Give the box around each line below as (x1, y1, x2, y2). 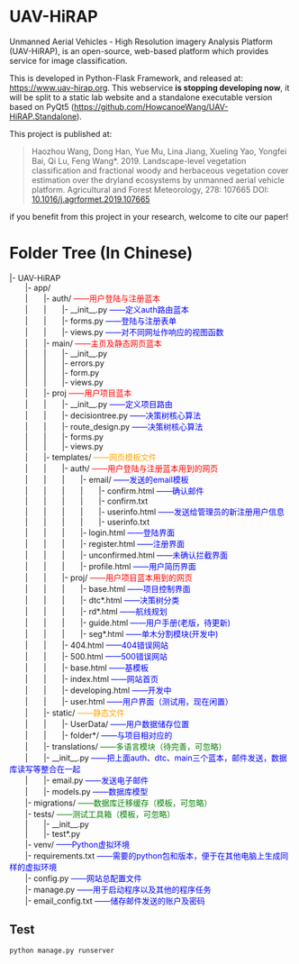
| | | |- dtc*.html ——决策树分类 (25, 595, 180, 605)
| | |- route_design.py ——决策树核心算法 (25, 421, 204, 432)
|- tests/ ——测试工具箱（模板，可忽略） (25, 808, 176, 819)
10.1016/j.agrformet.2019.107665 (31, 194, 150, 205)
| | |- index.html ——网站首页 (25, 673, 159, 684)
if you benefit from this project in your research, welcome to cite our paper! (9, 211, 289, 222)
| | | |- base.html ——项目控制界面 (25, 583, 191, 594)
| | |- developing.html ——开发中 (25, 685, 172, 696)
